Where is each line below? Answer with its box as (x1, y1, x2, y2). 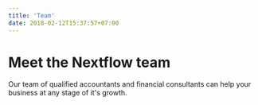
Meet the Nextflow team (8, 53, 171, 72)
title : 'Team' (8, 11, 56, 20)
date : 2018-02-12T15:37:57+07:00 (8, 19, 119, 27)
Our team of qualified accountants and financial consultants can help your (8, 80, 252, 89)
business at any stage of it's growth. (8, 88, 127, 98)
